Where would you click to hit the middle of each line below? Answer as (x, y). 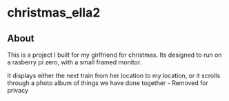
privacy (18, 90)
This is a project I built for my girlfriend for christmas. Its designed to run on (114, 55)
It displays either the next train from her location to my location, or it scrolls (114, 75)
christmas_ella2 (54, 13)
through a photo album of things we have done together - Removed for (108, 83)
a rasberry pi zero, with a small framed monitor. (74, 62)
